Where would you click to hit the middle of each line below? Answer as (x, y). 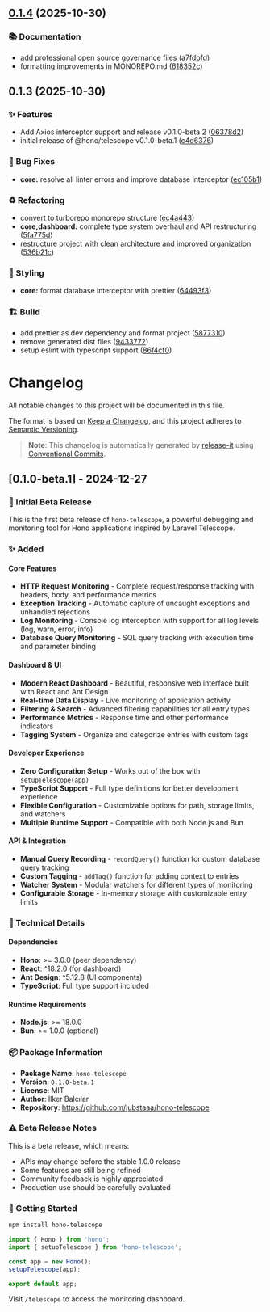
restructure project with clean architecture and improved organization (135, 243)
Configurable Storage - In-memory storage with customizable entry (133, 893)
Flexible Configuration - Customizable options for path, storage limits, (137, 805)
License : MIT (42, 1090)
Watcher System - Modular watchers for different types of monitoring (136, 884)
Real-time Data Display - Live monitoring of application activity (125, 700)
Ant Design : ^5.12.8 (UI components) (81, 977)
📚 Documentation (45, 37)
